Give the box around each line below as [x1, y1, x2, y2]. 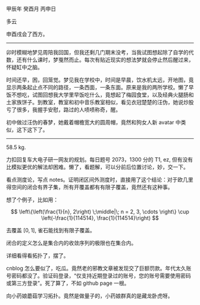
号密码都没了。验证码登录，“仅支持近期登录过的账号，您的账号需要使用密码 [6, 272, 192, 279]
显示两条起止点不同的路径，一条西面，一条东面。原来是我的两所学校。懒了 [6, 84, 189, 91]
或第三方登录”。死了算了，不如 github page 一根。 [6, 279, 130, 287]
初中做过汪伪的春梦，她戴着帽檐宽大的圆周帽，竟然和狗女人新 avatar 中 [6, 119, 181, 126]
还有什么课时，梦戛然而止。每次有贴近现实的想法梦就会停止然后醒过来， [16, 56, 194, 63]
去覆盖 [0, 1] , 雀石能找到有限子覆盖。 [6, 227, 95, 234]
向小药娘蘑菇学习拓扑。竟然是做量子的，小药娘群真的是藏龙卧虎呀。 [6, 292, 173, 299]
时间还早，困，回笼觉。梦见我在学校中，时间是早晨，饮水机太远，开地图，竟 [6, 76, 194, 83]
